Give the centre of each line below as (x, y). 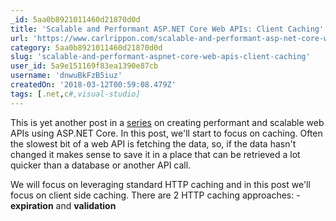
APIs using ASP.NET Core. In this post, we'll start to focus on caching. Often (166, 133)
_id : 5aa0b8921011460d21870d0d (75, 19)
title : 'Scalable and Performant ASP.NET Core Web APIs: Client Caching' (167, 29)
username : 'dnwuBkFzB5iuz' (66, 76)
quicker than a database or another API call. (101, 165)
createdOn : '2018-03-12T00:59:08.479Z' (93, 85)
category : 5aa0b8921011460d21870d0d (86, 47)
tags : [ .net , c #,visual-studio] (75, 94)
